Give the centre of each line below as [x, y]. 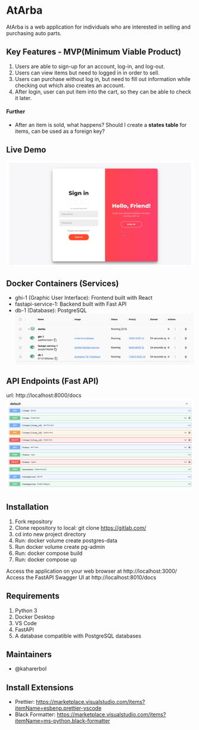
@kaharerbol [31, 669]
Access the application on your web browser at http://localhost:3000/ [92, 571]
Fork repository [34, 521]
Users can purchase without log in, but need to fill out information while [102, 79]
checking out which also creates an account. [70, 85]
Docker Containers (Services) [63, 283]
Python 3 [26, 610]
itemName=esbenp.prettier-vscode [58, 708]
